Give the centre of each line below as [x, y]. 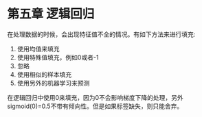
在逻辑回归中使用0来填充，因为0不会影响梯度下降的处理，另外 [95, 97]
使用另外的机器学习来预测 [53, 83]
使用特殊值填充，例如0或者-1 [58, 57]
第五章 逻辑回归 [51, 14]
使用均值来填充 [38, 49]
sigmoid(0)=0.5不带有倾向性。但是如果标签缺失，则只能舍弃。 [95, 106]
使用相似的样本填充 [44, 74]
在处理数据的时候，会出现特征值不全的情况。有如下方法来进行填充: [101, 34]
